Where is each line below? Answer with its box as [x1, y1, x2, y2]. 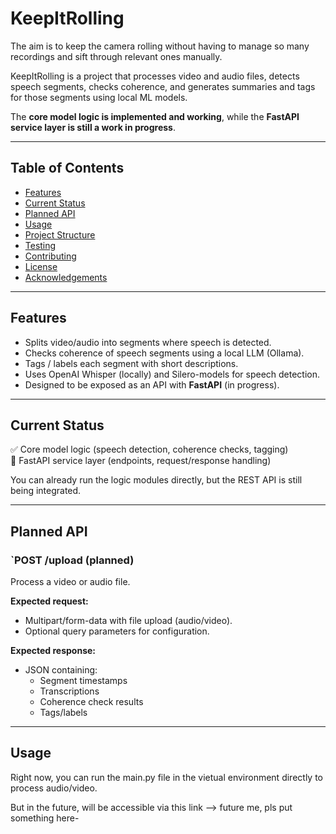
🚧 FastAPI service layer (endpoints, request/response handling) [10, 455, 272, 467]
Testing [24, 239, 57, 251]
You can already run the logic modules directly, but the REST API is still [10, 474, 303, 486]
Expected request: [10, 595, 89, 607]
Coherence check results [39, 696, 144, 708]
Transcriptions [39, 685, 100, 697]
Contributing [24, 250, 77, 262]
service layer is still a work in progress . [10, 121, 176, 133]
